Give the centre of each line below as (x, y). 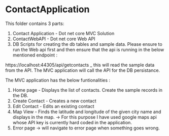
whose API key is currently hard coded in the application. (72, 122)
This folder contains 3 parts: (35, 23)
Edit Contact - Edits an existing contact (53, 106)
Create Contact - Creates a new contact (54, 101)
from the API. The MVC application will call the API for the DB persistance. (83, 70)
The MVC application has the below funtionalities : (58, 80)
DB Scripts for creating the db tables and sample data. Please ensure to (87, 44)
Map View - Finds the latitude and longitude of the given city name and (87, 112)
